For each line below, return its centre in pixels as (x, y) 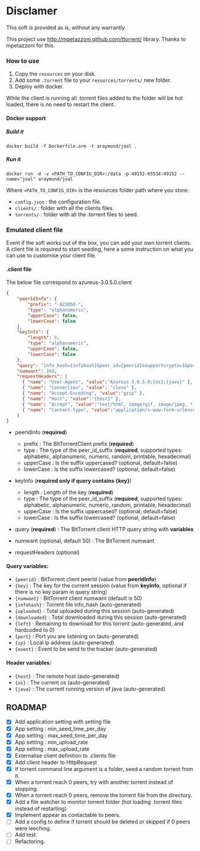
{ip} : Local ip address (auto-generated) (64, 643)
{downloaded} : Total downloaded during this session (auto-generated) (101, 617)
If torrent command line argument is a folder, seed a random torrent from (104, 769)
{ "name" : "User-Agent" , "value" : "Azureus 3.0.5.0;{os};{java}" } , (107, 382)
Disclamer (32, 11)
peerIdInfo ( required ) (41, 432)
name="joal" (21, 179)
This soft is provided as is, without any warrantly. (66, 27)
